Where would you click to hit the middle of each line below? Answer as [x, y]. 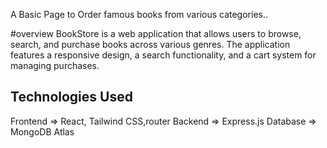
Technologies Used [71, 97]
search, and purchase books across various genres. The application [150, 44]
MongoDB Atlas [42, 131]
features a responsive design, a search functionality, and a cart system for [163, 55]
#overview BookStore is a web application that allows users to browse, [156, 33]
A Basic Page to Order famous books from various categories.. [139, 14]
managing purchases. [55, 65]
